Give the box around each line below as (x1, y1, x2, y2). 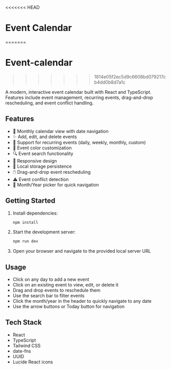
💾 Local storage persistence (12, 163, 72, 169)
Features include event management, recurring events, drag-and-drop (5, 94, 153, 100)
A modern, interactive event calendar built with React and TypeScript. (5, 89, 152, 95)
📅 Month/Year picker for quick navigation (12, 181, 100, 188)
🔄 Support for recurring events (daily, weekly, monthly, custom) (12, 139, 146, 145)
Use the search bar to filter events (12, 293, 85, 299)
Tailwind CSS (12, 342, 41, 349)
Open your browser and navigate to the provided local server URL (12, 248, 152, 254)
